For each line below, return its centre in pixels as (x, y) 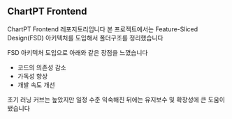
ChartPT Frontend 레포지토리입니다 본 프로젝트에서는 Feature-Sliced (103, 29)
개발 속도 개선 (36, 85)
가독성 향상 (32, 76)
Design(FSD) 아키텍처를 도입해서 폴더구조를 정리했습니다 (85, 38)
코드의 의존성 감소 (42, 67)
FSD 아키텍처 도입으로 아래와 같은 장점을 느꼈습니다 (78, 52)
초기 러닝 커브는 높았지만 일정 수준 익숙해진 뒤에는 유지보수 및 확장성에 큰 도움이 (116, 100)
